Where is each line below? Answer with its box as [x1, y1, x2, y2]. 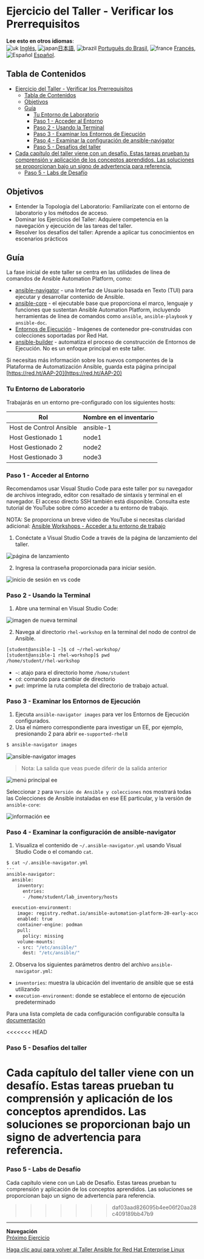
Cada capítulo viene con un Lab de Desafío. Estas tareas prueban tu [6, 1179, 177, 1186]
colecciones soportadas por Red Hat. [15, 332, 109, 339]
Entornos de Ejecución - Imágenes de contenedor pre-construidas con [15, 326, 192, 333]
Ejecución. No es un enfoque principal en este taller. [15, 345, 146, 352]
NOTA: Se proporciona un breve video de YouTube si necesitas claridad [6, 516, 185, 523]
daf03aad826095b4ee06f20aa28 [112, 1204, 197, 1211]
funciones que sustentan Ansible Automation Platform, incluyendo [15, 306, 181, 313]
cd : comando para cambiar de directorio [15, 675, 115, 683]
